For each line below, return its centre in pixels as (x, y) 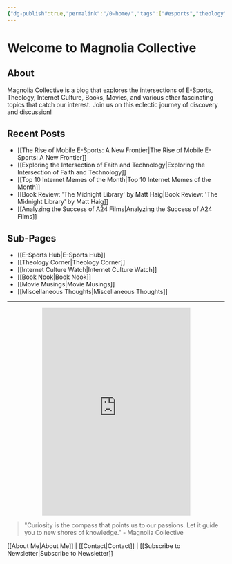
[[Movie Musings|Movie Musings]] (66, 284)
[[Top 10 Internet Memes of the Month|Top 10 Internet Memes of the (114, 180)
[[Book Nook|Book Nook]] (54, 277)
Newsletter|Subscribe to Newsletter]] (60, 554)
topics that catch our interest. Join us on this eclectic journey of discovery (113, 104)
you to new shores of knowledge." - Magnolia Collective (104, 533)
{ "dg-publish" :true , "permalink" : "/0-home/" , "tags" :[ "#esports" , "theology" (117, 13)
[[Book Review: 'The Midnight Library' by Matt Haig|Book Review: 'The (117, 194)
